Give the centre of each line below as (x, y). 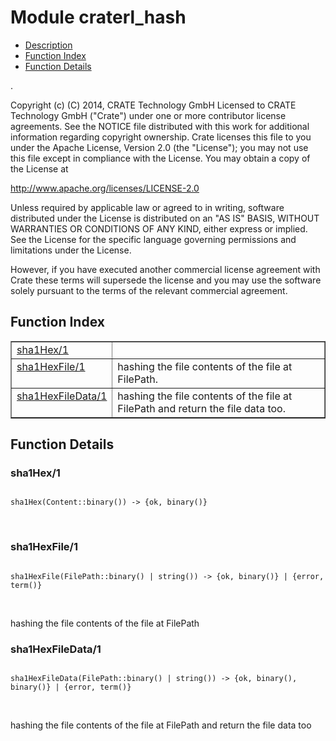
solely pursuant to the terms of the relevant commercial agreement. (149, 290)
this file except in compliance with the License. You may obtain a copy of (160, 158)
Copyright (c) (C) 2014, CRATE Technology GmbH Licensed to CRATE (153, 105)
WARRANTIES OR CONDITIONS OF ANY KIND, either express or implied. (159, 228)
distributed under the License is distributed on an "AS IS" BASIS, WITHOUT (165, 218)
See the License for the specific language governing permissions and (153, 239)
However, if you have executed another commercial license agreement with (165, 269)
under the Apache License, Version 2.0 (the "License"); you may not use (159, 147)
